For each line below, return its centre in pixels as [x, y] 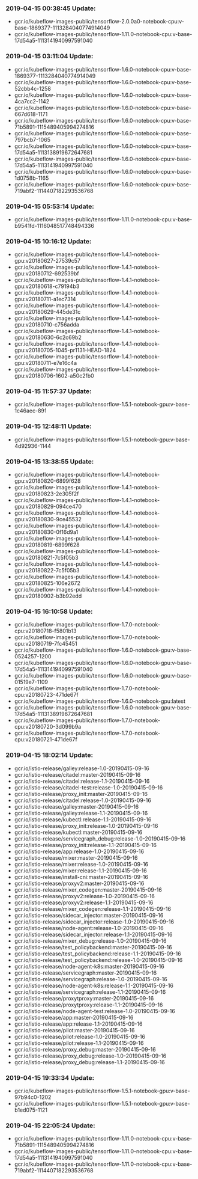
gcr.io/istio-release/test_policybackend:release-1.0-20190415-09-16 [98, 960]
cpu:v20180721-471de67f [46, 740]
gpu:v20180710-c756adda [46, 325]
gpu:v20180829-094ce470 [48, 507]
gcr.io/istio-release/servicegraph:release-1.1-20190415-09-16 [90, 992]
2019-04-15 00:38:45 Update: [51, 8]
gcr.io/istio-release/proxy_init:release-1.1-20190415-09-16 [85, 845]
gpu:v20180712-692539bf [46, 274]
